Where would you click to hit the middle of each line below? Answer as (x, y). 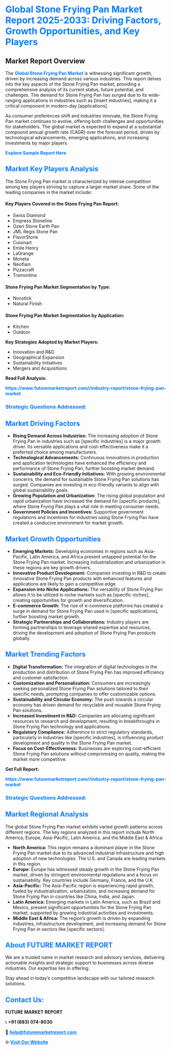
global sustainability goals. (41, 490)
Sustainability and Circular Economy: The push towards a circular (83, 699)
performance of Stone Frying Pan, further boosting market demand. (84, 468)
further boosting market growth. (46, 616)
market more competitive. (40, 759)
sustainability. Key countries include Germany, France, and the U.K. (83, 880)
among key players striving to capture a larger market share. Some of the (82, 187)
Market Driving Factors (43, 423)
